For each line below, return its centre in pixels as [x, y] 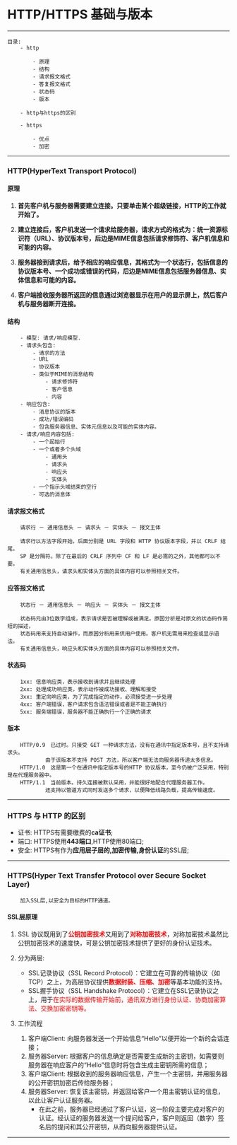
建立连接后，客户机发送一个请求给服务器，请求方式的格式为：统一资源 [120, 230]
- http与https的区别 [48, 113]
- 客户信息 [59, 390]
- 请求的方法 [49, 353]
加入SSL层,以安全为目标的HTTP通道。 [67, 900]
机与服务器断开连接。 [48, 304]
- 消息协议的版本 [54, 412]
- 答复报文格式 [51, 84]
